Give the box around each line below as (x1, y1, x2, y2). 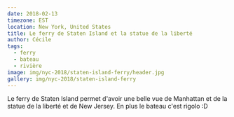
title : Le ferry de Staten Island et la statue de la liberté (7, 29, 193, 37)
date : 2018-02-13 (7, 10, 58, 18)
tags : (7, 43, 23, 50)
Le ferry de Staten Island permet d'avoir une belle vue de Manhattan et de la (7, 95, 228, 103)
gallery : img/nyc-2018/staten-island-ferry (7, 75, 137, 83)
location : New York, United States (7, 23, 111, 30)
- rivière (13, 62, 42, 69)
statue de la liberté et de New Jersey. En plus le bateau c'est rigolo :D (7, 102, 208, 111)
